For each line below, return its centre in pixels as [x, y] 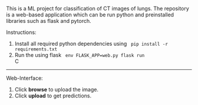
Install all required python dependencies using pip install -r [91, 44]
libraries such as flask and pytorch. [49, 21]
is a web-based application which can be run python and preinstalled [90, 15]
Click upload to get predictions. [53, 96]
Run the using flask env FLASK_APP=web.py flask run [80, 55]
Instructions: [21, 32]
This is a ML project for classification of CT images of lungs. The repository [98, 9]
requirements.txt [36, 49]
